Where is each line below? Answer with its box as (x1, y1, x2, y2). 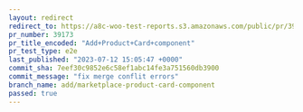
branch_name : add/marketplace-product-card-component (8, 80, 216, 89)
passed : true (8, 89, 58, 98)
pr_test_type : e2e (8, 47, 78, 56)
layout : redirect (8, 13, 74, 23)
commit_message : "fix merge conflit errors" (8, 72, 179, 81)
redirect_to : (8, 22, 58, 31)
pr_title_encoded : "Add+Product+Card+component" (8, 38, 195, 48)
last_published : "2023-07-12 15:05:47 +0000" (8, 55, 183, 64)
